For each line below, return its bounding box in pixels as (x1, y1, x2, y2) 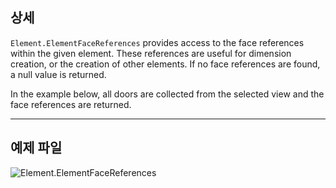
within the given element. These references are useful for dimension (10, 47, 292, 59)
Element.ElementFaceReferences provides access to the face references (10, 36, 305, 48)
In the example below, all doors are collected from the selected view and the (10, 88, 325, 100)
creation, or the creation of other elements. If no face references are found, (10, 58, 321, 70)
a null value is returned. (10, 68, 107, 80)
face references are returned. (10, 98, 132, 110)
